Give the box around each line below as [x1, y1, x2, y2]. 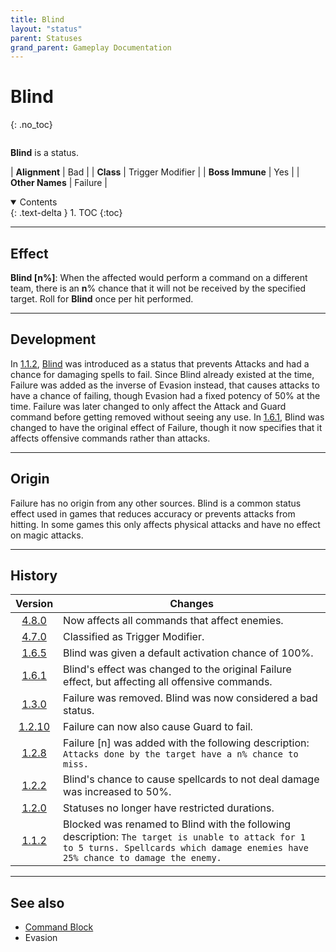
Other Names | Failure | [10, 177, 108, 189]
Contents [19, 196, 58, 208]
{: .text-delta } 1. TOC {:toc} [10, 207, 123, 219]
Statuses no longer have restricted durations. [63, 801, 275, 815]
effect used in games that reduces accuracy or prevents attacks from [10, 507, 296, 520]
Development [10, 331, 97, 348]
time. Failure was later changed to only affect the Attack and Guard [10, 400, 287, 412]
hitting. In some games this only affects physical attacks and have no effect [10, 518, 321, 530]
